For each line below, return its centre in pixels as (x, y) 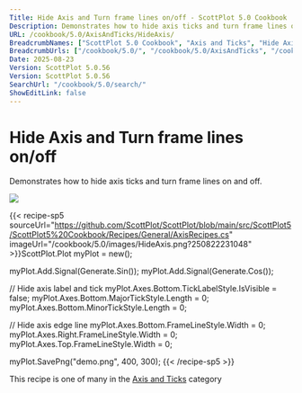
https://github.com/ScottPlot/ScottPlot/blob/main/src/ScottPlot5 (173, 225)
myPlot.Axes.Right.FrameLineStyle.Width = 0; (93, 335)
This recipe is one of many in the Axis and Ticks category (115, 380)
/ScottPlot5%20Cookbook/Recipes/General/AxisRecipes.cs (119, 235)
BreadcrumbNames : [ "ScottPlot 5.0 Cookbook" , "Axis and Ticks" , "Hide (144, 43)
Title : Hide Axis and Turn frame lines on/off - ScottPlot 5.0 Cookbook (148, 18)
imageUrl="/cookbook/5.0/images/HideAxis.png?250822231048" (131, 245)
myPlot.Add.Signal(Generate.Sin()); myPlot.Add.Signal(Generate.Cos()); (142, 272)
